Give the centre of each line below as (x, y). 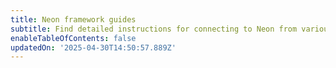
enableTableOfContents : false (73, 38)
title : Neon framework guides (73, 19)
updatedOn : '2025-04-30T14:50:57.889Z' (93, 47)
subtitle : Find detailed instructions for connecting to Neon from (154, 29)
